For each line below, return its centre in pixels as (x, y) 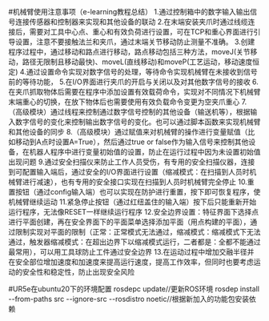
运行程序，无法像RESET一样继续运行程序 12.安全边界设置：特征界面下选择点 (134, 212)
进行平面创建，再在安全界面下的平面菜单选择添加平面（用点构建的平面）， (129, 222)
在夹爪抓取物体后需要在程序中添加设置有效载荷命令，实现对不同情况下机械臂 (134, 92)
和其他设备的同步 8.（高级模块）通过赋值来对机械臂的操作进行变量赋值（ (128, 132)
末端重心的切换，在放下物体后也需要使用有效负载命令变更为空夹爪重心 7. (128, 102)
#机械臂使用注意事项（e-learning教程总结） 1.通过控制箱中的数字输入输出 (129, 12)
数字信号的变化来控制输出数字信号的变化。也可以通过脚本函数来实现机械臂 (138, 122)
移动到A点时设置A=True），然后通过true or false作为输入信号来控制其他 (132, 142)
